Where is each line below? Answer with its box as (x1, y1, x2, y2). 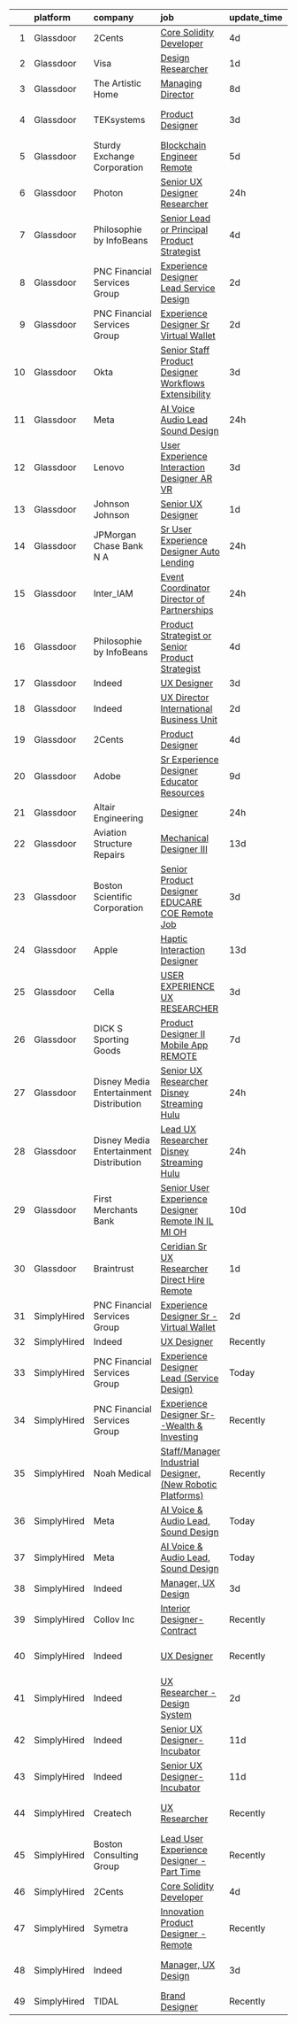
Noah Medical (93, 1467, 152, 1479)
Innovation (160, 1905, 205, 1918)
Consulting (93, 1850, 139, 1861)
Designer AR (160, 473, 213, 484)
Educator (160, 776, 199, 787)
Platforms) (160, 1489, 204, 1502)
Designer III (160, 843, 208, 855)
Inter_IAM (93, 588, 134, 599)
